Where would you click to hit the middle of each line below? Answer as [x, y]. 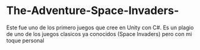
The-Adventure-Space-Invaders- [93, 11]
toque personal [25, 40]
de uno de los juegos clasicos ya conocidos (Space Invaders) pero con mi [99, 34]
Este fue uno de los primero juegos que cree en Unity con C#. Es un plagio [100, 27]
